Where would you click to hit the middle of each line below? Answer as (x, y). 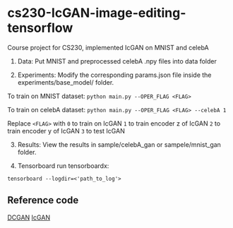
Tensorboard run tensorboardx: (63, 166)
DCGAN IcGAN (29, 217)
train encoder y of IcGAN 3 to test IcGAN (66, 131)
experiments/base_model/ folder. (66, 82)
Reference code (43, 200)
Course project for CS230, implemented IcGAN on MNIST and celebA (108, 47)
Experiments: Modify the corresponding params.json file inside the (114, 75)
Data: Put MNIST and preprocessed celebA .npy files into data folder (117, 61)
